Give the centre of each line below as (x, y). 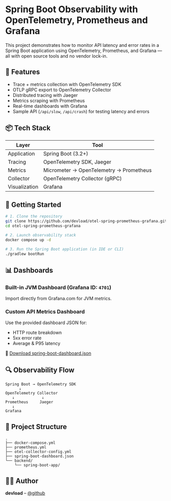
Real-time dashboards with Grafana (50, 106)
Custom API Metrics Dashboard (45, 312)
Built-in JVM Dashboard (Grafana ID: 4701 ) (59, 287)
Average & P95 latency (36, 344)
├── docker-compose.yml (31, 443)
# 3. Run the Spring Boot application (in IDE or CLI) (65, 249)
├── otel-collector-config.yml (38, 452)
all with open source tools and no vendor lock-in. (56, 56)
